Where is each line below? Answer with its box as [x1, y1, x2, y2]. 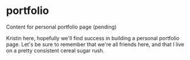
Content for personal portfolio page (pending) [6, 23, 117, 30]
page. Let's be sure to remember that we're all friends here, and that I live [6, 41, 184, 48]
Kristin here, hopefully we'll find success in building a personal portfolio [6, 34, 179, 41]
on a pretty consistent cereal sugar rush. [6, 47, 105, 54]
